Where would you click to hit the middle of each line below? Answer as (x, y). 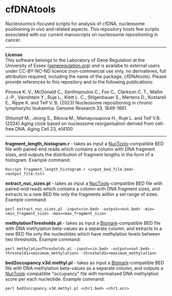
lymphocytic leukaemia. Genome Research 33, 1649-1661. (67, 108)
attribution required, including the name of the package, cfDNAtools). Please (86, 76)
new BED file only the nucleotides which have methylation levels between (83, 234)
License (14, 54)
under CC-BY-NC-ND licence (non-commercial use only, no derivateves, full (86, 71)
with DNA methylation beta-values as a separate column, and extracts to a (84, 228)
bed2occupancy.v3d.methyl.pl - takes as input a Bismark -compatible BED (85, 263)
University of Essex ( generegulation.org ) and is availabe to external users (83, 66)
